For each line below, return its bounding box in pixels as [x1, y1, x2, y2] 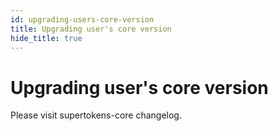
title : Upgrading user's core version [10, 24, 172, 34]
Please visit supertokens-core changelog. [10, 109, 182, 121]
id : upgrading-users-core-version [10, 14, 155, 25]
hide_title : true [10, 33, 83, 43]
